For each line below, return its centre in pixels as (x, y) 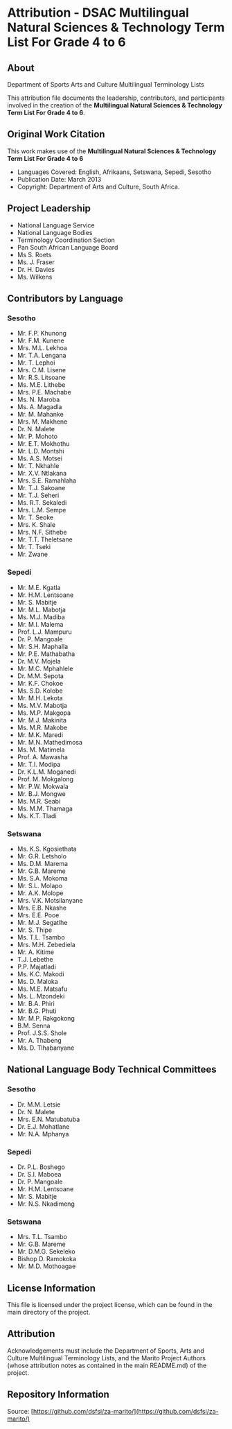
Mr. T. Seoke (35, 517)
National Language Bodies (55, 232)
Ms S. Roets (34, 254)
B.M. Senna (34, 1025)
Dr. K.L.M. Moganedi (46, 772)
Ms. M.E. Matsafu (42, 989)
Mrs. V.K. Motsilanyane (50, 900)
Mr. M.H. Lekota (40, 698)
